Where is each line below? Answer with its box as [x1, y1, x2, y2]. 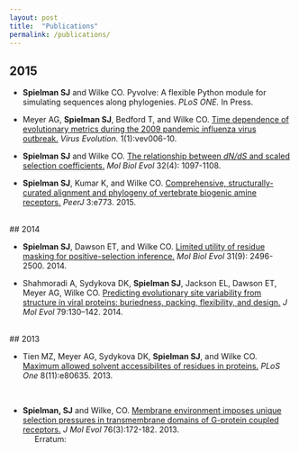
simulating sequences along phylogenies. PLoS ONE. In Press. [22, 96, 254, 108]
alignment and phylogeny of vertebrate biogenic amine [53, 187, 257, 198]
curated [22, 187, 52, 198]
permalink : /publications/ [9, 30, 111, 39]
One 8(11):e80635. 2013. [22, 370, 113, 381]
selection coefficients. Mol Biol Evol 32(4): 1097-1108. [22, 160, 222, 171]
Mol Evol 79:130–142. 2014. [22, 307, 123, 318]
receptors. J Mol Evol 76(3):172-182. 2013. [22, 424, 180, 435]
